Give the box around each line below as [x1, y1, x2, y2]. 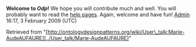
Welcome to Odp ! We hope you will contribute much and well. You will [6, 5, 177, 12]
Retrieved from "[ [6, 28, 48, 35]
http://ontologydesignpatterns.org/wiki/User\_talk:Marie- [47, 28, 185, 35]
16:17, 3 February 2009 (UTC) [6, 17, 77, 24]
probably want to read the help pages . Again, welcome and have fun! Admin [6, 11, 190, 18]
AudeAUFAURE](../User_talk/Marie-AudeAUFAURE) [6, 35, 129, 41]
